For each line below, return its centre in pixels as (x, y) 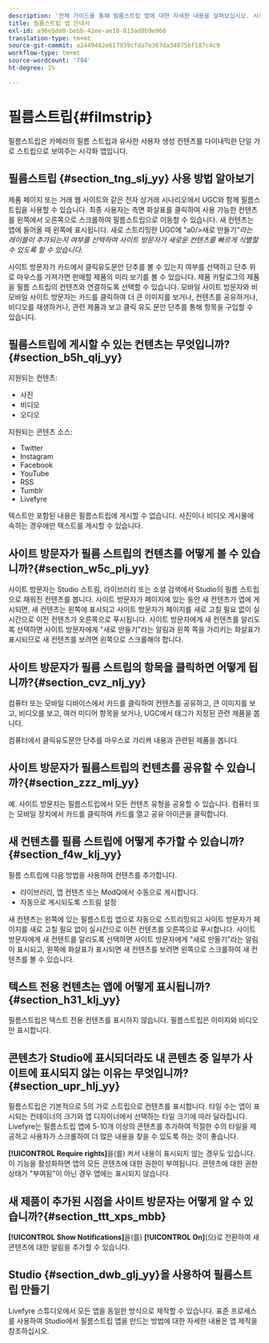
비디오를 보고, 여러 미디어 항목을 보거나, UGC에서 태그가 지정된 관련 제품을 (135, 713)
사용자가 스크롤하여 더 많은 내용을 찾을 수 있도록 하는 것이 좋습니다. (134, 1137)
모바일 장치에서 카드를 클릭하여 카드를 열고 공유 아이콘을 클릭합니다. (122, 814)
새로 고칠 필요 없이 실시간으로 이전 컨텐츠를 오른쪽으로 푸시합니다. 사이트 (143, 929)
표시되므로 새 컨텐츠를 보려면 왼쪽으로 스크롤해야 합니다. (96, 639)
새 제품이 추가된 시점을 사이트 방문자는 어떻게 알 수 (125, 1201)
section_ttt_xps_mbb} (110, 1216)
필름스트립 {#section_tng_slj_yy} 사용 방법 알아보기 (131, 179)
